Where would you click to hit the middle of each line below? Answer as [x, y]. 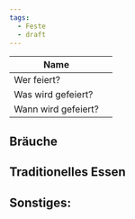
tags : [19, 18]
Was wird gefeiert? [54, 95]
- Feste [32, 26]
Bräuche [34, 141]
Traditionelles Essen [67, 172]
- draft [32, 34]
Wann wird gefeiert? [56, 109]
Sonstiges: [40, 202]
